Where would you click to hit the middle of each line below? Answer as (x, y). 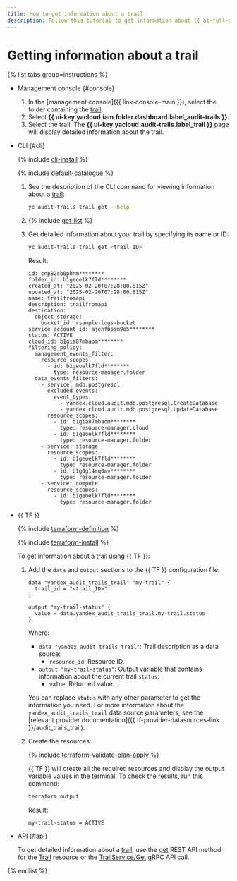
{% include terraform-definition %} (68, 529)
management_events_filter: (74, 354)
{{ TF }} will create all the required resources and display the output (126, 769)
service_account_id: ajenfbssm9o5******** (91, 329)
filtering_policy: (55, 348)
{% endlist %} (28, 871)
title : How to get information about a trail (75, 14)
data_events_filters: (66, 379)
